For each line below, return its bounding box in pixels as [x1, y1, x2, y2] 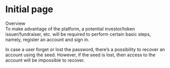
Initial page [5, 4, 54, 15]
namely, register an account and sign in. [5, 37, 89, 43]
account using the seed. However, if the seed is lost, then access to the [5, 52, 156, 58]
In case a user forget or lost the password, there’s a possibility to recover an [5, 46, 165, 52]
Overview [5, 20, 26, 26]
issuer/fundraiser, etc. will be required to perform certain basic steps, [5, 31, 152, 37]
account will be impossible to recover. [5, 57, 85, 63]
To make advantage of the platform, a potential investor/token [5, 25, 135, 31]
